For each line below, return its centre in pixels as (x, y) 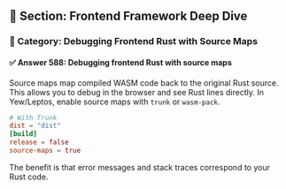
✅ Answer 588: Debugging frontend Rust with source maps (120, 62)
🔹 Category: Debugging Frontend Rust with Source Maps (134, 42)
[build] (23, 134)
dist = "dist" (35, 126)
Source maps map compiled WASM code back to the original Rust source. (144, 83)
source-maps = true (45, 151)
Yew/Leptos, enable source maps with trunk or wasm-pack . (115, 102)
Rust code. (29, 177)
